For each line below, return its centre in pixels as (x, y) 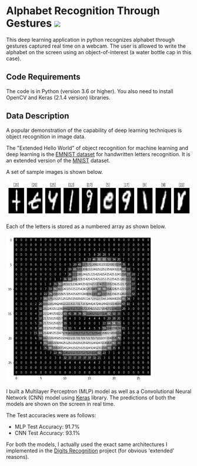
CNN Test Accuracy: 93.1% (47, 433)
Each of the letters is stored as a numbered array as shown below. (86, 226)
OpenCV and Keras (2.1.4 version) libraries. (58, 97)
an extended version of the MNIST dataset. (58, 160)
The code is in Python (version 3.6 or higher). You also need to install (90, 91)
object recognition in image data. (46, 136)
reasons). (18, 457)
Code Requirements (43, 77)
